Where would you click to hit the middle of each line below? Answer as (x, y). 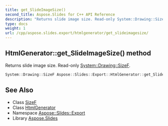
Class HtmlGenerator (34, 107)
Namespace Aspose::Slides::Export (49, 112)
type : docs (16, 24)
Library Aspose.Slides (35, 118)
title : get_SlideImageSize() (35, 10)
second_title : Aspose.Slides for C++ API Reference (60, 14)
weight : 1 (15, 28)
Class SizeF (24, 102)
